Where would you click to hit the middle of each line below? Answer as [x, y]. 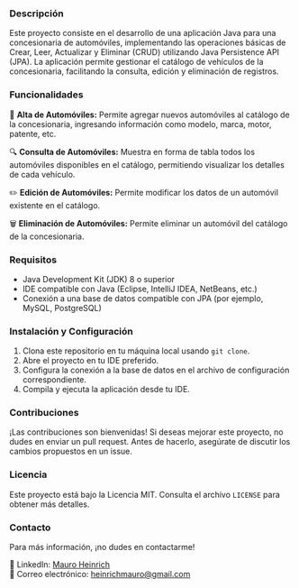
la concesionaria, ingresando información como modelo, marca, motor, [140, 124]
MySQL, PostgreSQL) [62, 308]
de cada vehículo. [42, 174]
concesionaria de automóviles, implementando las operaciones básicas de [148, 42]
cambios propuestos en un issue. [71, 451]
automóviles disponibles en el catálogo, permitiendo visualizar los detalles [147, 164]
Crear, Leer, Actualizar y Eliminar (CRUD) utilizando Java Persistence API [145, 52]
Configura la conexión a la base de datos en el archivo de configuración [156, 370]
